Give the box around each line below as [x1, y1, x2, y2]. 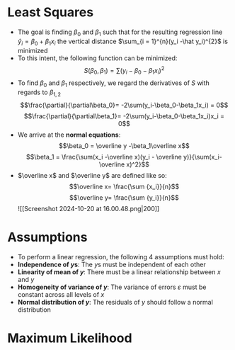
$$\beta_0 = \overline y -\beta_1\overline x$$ [59, 141, 190, 149]
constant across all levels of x [17, 290, 105, 298]
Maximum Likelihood [7, 330, 132, 346]
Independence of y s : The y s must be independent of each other [17, 260, 207, 269]
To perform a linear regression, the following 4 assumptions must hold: [17, 252, 224, 261]
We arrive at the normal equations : [17, 130, 121, 139]
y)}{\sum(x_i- [183, 152, 223, 161]
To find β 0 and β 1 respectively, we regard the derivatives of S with [17, 79, 210, 89]
